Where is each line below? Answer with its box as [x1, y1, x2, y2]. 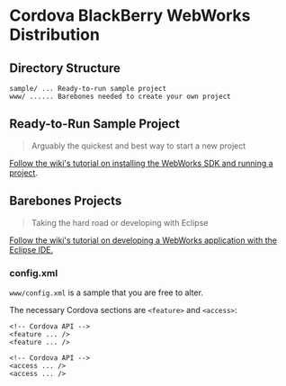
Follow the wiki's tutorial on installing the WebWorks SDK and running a [9, 157, 273, 168]
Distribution [9, 24, 101, 45]
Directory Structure [9, 60, 121, 76]
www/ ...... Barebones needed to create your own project [9, 92, 231, 101]
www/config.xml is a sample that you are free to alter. [9, 287, 204, 298]
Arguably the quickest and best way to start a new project [31, 140, 246, 151]
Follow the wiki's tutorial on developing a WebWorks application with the [9, 235, 277, 246]
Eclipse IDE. [9, 244, 54, 255]
